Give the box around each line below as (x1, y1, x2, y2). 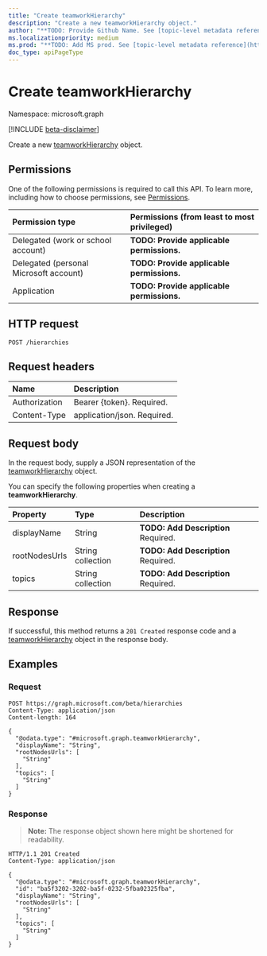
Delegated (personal (12, 257, 89, 269)
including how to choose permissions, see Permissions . (8, 192, 191, 202)
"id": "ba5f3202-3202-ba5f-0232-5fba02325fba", (15, 884, 176, 892)
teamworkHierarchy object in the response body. (8, 635, 168, 644)
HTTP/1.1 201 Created (8, 850, 80, 858)
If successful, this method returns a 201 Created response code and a (8, 626, 237, 636)
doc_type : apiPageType (8, 48, 83, 56)
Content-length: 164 (8, 713, 77, 722)
